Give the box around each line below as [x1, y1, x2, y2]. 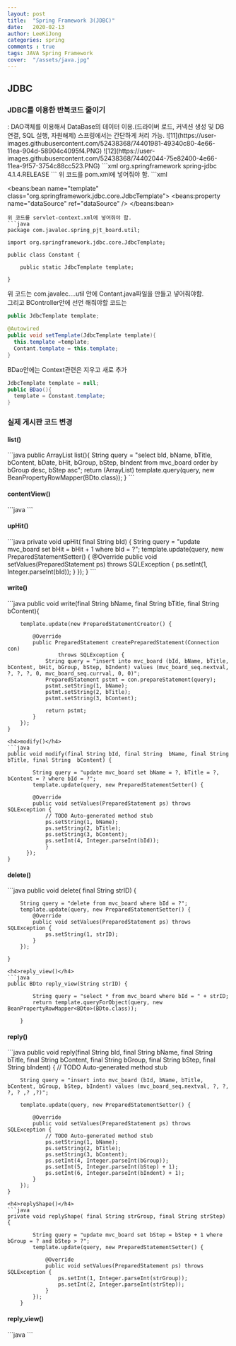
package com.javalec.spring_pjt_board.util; [7, 227, 141, 234]
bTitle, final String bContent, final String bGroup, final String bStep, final [7, 1055, 216, 1064]
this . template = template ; [13, 339, 90, 346]
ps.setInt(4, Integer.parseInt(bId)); [45, 837, 160, 844]
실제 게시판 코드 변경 [7, 417, 73, 427]
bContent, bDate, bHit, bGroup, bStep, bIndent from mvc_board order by [7, 458, 218, 467]
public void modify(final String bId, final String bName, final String [7, 750, 230, 758]
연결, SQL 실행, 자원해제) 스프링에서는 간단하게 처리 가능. [7, 132, 165, 140]
